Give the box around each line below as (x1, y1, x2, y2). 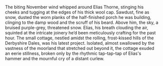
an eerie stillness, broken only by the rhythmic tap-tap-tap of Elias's (5, 50, 142, 56)
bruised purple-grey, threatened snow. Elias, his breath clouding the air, (5, 25, 148, 31)
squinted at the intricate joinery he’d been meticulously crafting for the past (5, 30, 156, 35)
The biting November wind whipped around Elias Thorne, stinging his (5, 4, 144, 10)
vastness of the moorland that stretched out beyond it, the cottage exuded (5, 46, 155, 51)
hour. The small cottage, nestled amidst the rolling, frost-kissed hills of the (5, 35, 154, 41)
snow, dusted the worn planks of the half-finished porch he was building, (5, 15, 152, 20)
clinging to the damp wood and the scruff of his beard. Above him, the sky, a (5, 19, 159, 25)
